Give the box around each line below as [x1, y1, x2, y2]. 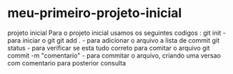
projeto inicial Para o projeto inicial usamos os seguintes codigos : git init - [7, 28, 227, 37]
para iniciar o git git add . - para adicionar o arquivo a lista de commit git [7, 36, 220, 44]
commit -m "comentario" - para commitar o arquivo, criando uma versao [7, 51, 222, 60]
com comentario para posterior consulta [7, 58, 127, 67]
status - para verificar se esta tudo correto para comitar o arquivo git [7, 43, 210, 52]
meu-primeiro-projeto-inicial [7, 5, 182, 21]
